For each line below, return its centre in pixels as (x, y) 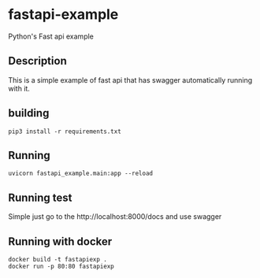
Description (37, 61)
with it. (19, 88)
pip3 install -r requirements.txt (65, 132)
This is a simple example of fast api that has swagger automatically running (130, 80)
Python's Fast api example (51, 36)
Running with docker (60, 241)
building (29, 113)
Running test (40, 197)
